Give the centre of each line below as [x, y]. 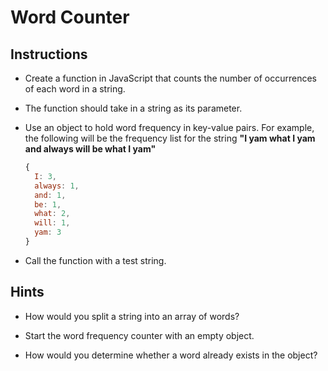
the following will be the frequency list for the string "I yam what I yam [170, 138]
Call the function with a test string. [95, 260]
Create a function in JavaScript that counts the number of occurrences [171, 78]
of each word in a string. [75, 89]
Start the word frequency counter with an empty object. [139, 335]
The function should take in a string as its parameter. [133, 108]
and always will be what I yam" [90, 149]
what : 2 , [52, 214]
